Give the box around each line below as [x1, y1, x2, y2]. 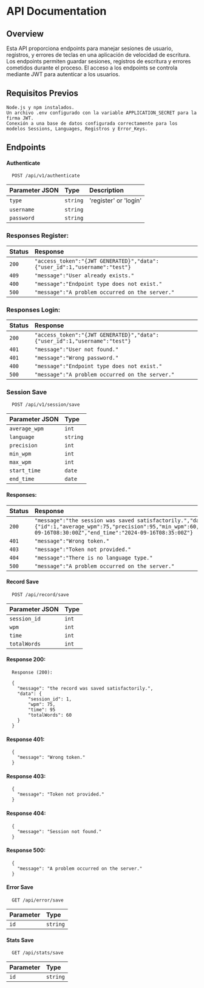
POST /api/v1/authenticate [12, 172, 80, 179]
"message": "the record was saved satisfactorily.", [17, 685, 154, 691]
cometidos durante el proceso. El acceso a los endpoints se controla [6, 64, 178, 71]
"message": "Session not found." [17, 828, 102, 834]
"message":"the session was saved [34, 517, 135, 524]
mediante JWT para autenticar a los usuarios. [6, 71, 120, 77]
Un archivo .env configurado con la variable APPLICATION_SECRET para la [6, 110, 197, 116]
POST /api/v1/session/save [12, 402, 80, 408]
